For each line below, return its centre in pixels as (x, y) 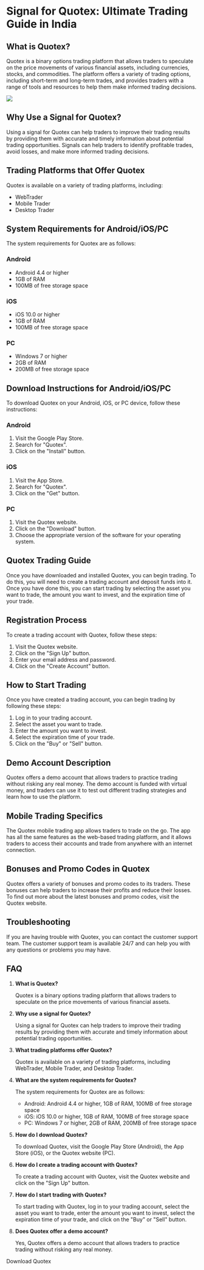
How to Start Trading (46, 685)
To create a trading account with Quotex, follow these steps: (82, 635)
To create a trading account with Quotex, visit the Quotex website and (102, 1176)
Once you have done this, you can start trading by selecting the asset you (99, 588)
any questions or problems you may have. (59, 950)
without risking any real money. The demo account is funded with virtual (97, 784)
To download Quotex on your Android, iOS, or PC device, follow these (93, 403)
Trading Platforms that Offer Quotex (76, 170)
